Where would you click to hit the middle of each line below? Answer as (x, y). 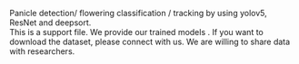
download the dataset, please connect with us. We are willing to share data (150, 41)
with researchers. (42, 51)
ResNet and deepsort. (50, 23)
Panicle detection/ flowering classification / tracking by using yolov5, (138, 13)
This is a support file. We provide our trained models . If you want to (136, 32)
